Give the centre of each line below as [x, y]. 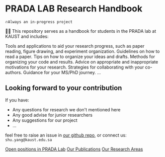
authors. [14, 72]
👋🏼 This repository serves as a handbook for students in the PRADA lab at [81, 31]
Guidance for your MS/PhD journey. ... [62, 72]
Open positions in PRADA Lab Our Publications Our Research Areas [74, 149]
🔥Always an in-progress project [39, 22]
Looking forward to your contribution [64, 88]
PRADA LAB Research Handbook [74, 9]
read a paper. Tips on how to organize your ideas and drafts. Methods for [80, 56]
